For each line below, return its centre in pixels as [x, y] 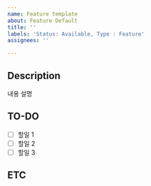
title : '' [22, 27]
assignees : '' [28, 41]
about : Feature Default [43, 21]
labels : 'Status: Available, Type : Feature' [76, 34]
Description [34, 76]
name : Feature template [43, 14]
